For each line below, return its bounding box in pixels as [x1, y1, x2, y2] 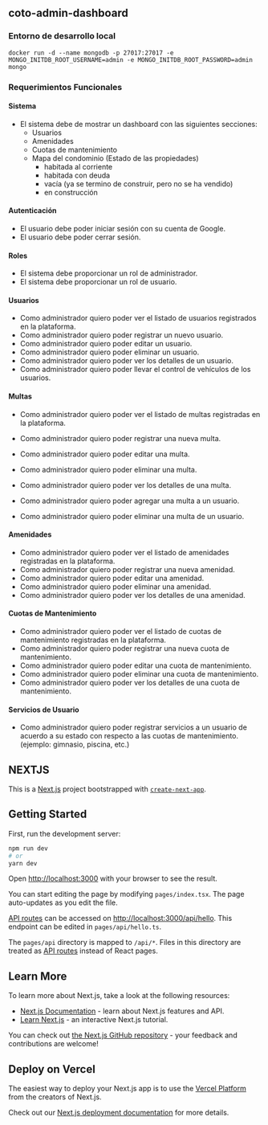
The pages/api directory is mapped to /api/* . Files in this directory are [8, 938, 242, 947]
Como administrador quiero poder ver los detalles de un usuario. [19, 356, 234, 366]
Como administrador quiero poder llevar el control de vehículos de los [19, 365, 251, 374]
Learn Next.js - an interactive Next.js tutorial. [19, 1015, 169, 1025]
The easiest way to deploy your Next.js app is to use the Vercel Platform [8, 1084, 247, 1094]
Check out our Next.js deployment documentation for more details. [8, 1108, 229, 1118]
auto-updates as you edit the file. [8, 898, 118, 907]
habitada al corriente [43, 162, 113, 171]
